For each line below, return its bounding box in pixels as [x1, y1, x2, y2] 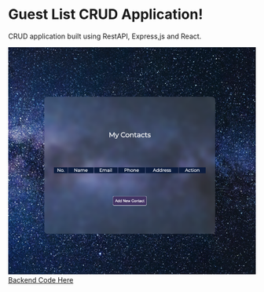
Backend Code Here [8, 276, 74, 285]
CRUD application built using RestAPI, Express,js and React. [8, 31, 202, 41]
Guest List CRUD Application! [8, 5, 203, 24]
